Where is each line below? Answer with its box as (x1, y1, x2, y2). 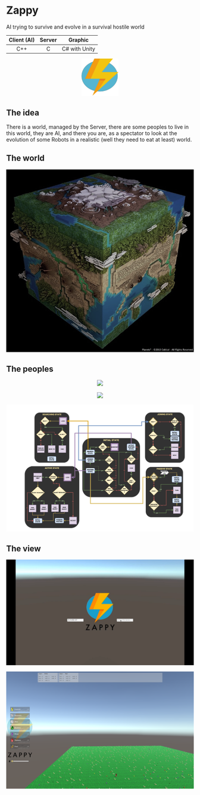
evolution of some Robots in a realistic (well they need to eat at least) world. (6, 136, 192, 143)
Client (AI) (8, 36, 35, 43)
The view (6, 543, 41, 553)
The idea (6, 108, 40, 118)
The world (6, 153, 45, 164)
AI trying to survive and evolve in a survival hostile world (6, 23, 145, 30)
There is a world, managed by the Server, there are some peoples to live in (6, 123, 189, 130)
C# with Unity (61, 45, 95, 52)
